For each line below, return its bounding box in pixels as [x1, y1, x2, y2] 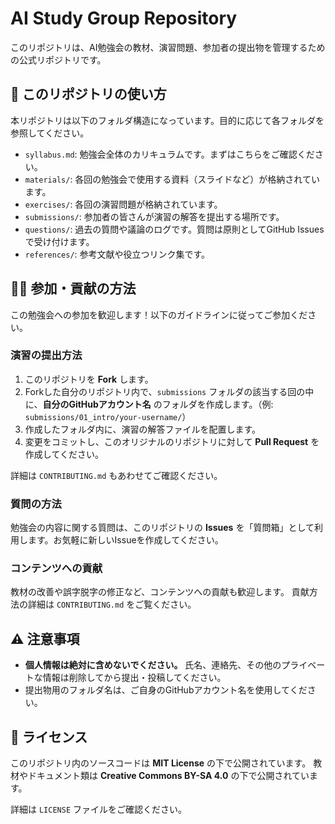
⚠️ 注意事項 [10, 630, 80, 647]
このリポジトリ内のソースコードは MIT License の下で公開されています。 [10, 757, 312, 769]
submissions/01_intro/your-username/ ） [24, 410, 192, 422]
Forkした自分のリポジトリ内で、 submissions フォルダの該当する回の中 [24, 385, 315, 397]
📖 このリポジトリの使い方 [10, 86, 167, 103]
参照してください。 [10, 127, 90, 139]
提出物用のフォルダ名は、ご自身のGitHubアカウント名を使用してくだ [24, 684, 308, 696]
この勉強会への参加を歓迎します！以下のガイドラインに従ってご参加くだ [10, 308, 308, 321]
